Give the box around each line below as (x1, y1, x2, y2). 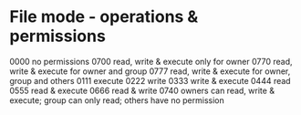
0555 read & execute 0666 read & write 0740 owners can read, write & (9, 85, 275, 96)
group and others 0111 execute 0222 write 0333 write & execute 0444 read (9, 75, 291, 86)
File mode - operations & (9, 6, 199, 27)
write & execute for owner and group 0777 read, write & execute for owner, (9, 66, 291, 77)
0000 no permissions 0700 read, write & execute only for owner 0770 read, (9, 56, 294, 67)
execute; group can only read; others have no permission (9, 94, 225, 106)
